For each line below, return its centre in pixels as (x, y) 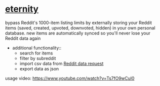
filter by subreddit (38, 58)
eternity (22, 9)
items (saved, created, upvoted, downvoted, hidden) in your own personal (80, 28)
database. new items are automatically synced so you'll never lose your (78, 33)
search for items (36, 53)
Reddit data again (23, 38)
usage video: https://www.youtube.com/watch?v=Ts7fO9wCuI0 (70, 78)
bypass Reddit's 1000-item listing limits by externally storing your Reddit (79, 23)
